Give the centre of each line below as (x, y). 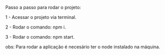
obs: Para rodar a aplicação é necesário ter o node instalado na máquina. (83, 47)
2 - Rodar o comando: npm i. (36, 27)
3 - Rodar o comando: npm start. (40, 37)
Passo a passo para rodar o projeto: (43, 7)
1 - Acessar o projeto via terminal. (41, 17)
